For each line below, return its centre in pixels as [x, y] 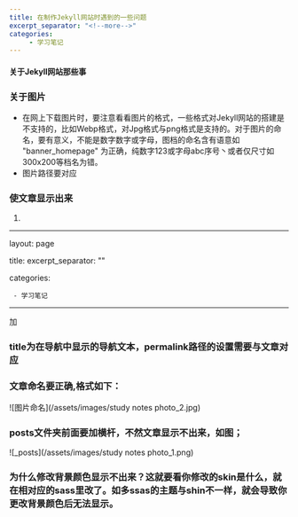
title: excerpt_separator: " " [57, 261]
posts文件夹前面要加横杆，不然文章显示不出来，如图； [126, 433]
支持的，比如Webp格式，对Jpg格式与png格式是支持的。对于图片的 [152, 129]
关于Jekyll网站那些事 [48, 71]
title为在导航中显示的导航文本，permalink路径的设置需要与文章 [144, 347]
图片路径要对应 [49, 173]
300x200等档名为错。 [62, 162]
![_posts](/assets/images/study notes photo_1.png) [102, 452]
